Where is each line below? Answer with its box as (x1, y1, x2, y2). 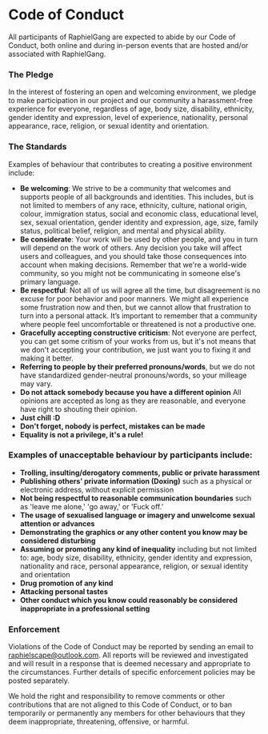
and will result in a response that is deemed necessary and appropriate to (8, 659, 250, 668)
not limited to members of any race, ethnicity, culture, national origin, (19, 200, 248, 209)
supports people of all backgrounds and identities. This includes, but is (19, 192, 254, 201)
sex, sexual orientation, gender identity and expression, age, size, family (19, 217, 258, 227)
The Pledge (8, 69, 54, 80)
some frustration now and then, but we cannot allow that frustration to (19, 302, 251, 312)
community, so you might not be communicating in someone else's (19, 268, 242, 277)
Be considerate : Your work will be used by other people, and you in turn (19, 234, 258, 244)
